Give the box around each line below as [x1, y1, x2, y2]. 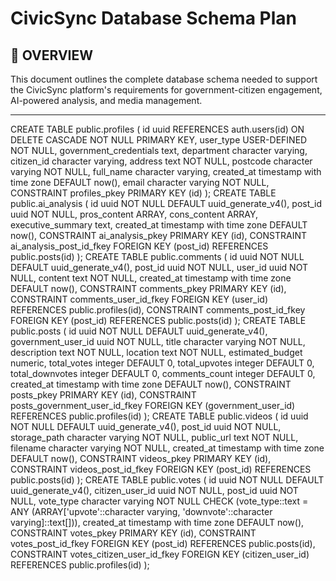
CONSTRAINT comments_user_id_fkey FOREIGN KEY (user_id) [10, 293, 268, 305]
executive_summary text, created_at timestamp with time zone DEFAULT [10, 219, 308, 231]
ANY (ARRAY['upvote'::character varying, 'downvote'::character [10, 506, 273, 517]
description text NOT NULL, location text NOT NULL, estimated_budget [10, 347, 303, 358]
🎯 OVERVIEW [10, 47, 94, 64]
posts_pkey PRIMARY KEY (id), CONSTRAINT [10, 389, 197, 401]
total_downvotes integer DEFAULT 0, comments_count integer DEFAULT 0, [10, 368, 316, 379]
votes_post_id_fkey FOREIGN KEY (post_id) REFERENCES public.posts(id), [10, 538, 316, 549]
